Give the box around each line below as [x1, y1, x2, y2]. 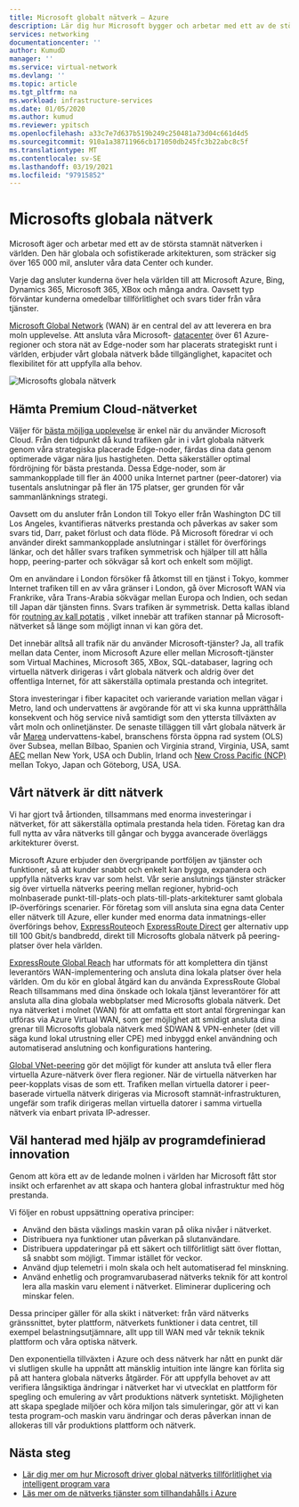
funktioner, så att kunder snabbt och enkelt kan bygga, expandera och [9, 864, 267, 875]
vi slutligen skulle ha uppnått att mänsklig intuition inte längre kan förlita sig [9, 1363, 285, 1373]
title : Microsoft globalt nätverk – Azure [9, 12, 169, 22]
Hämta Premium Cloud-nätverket [9, 401, 198, 416]
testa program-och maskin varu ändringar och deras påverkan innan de [9, 1410, 271, 1421]
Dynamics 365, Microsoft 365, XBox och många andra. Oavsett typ [9, 284, 255, 295]
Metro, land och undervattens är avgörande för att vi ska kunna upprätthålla [9, 703, 287, 713]
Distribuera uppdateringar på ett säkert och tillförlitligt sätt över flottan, [21, 1243, 282, 1254]
